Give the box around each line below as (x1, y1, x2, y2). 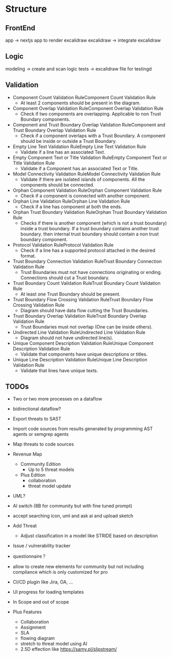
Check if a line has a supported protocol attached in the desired (20, 247, 156, 253)
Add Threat (12, 523, 37, 529)
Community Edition (20, 461, 61, 467)
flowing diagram (20, 635, 55, 642)
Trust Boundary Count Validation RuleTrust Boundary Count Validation (12, 280, 161, 286)
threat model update (28, 483, 71, 489)
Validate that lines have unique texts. (20, 367, 99, 373)
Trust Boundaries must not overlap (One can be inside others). (20, 323, 153, 330)
